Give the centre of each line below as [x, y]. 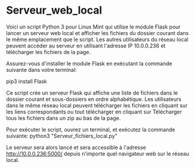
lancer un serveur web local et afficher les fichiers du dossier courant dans [97, 33]
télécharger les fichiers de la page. [48, 52]
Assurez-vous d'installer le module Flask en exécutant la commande [89, 64]
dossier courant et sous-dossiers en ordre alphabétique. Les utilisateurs [94, 99]
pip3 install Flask [27, 81]
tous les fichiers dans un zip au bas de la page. [64, 118]
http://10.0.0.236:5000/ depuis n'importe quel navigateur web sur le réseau [98, 153]
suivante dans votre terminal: [41, 69]
